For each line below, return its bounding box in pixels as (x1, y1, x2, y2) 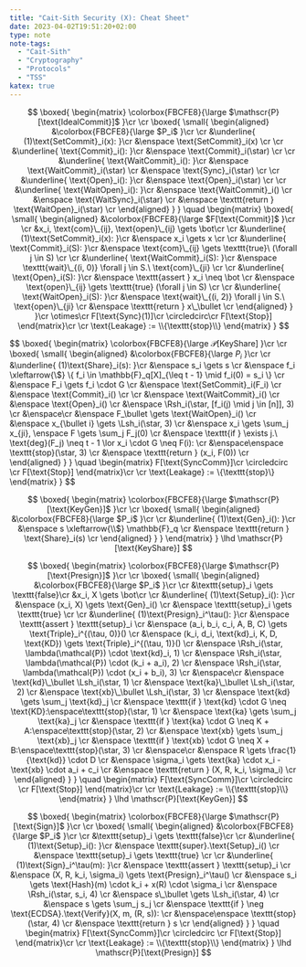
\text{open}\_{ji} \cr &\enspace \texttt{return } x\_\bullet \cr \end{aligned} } (13, 301, 294, 312)
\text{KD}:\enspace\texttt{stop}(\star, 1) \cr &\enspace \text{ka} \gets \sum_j (10, 706, 297, 717)
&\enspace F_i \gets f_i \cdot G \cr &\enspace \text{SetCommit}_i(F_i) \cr (9, 379, 282, 390)
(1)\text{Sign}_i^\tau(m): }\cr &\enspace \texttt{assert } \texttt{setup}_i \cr (16, 860, 291, 871)
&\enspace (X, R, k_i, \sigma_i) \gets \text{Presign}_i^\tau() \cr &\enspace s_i (10, 869, 297, 880)
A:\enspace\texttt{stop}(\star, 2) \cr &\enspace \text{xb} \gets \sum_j (24, 726, 283, 737)
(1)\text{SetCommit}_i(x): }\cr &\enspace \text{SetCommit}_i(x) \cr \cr (23, 135, 284, 146)
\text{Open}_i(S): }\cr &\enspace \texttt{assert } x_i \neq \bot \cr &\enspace (12, 271, 295, 282)
